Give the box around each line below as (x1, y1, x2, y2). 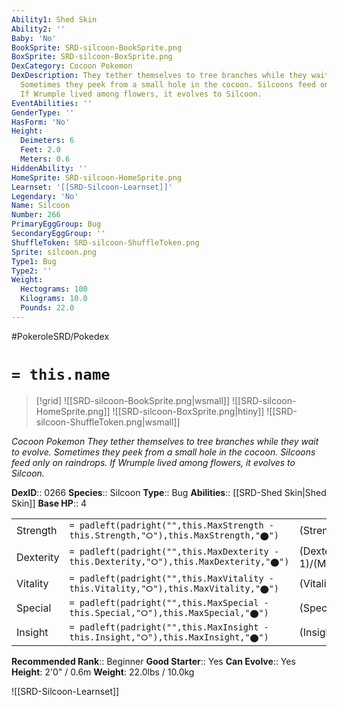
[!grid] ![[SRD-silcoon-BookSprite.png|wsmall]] (35, 394, 231, 406)
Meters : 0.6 (20, 154, 71, 164)
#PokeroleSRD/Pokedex (11, 330, 110, 342)
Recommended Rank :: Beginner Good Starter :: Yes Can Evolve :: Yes (11, 655, 296, 667)
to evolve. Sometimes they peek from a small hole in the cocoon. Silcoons (11, 446, 316, 458)
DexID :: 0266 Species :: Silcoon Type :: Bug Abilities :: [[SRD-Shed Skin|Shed (11, 486, 327, 498)
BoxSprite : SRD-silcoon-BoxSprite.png (11, 52, 173, 62)
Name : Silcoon (11, 201, 71, 211)
